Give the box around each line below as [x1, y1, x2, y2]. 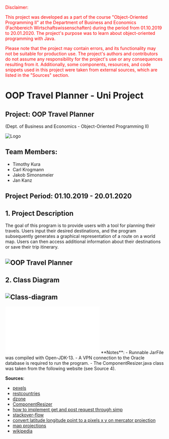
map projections [12, 422, 47, 428]
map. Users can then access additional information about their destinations [5, 238, 161, 245]
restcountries [12, 390, 40, 396]
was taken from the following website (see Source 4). [5, 365, 116, 371]
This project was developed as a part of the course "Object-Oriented [5, 14, 148, 20]
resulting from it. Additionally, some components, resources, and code [5, 62, 151, 67]
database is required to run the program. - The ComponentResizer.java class [5, 360, 164, 366]
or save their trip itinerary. [5, 244, 59, 250]
